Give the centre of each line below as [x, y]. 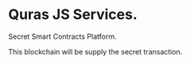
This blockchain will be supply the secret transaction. [95, 51]
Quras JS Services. [73, 15]
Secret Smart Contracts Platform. [62, 36]
